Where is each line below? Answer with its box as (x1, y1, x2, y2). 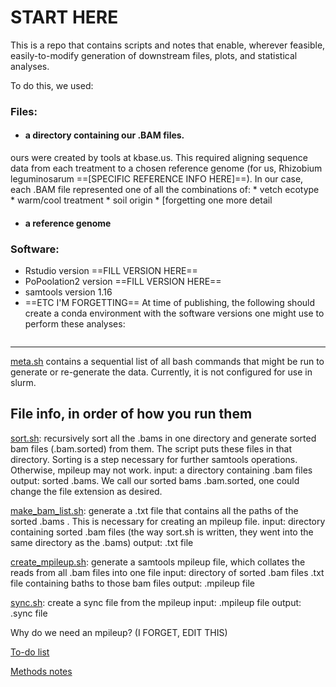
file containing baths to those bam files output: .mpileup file (10, 577, 255, 589)
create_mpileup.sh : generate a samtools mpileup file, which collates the (10, 556, 306, 568)
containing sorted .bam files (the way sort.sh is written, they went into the (10, 526, 314, 538)
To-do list (10, 646, 50, 658)
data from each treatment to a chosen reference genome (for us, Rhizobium (10, 162, 323, 175)
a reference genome (24, 217, 112, 229)
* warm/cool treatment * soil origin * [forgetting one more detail (10, 194, 273, 206)
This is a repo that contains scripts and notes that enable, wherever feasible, (10, 39, 326, 51)
